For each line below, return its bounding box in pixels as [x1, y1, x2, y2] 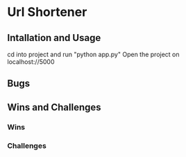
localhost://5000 [7, 58, 55, 66]
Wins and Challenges [7, 101, 102, 113]
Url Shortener [7, 4, 87, 20]
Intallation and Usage [7, 32, 101, 44]
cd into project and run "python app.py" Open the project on [7, 50, 180, 58]
